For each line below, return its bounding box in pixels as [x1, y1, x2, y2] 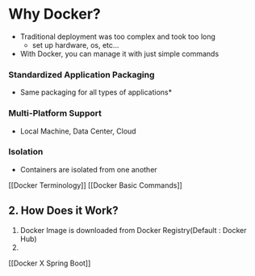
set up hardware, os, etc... [31, 40, 119, 49]
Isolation [8, 146, 44, 158]
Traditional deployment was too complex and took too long [19, 32, 216, 41]
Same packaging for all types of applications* [19, 87, 172, 97]
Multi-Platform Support [8, 108, 102, 119]
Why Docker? [8, 5, 101, 23]
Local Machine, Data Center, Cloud [19, 126, 136, 136]
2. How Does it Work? [8, 204, 119, 218]
